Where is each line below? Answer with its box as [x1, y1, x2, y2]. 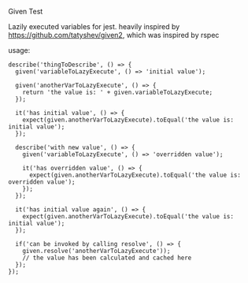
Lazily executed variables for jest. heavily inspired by [8, 22, 180, 31]
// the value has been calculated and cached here [22, 254, 192, 262]
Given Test [8, 7, 43, 16]
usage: [8, 46, 31, 54]
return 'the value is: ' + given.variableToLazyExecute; [22, 88, 213, 96]
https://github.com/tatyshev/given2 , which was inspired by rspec [8, 31, 220, 39]
